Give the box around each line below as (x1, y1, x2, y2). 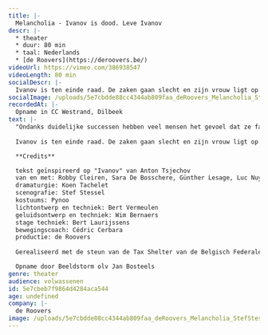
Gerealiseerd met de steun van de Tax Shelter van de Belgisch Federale (15, 248, 262, 256)
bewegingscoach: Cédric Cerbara (15, 226, 124, 234)
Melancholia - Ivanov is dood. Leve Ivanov (15, 19, 162, 27)
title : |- (8, 11, 41, 20)
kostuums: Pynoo (15, 196, 69, 204)
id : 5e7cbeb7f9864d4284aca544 (8, 285, 109, 293)
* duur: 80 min (15, 41, 66, 49)
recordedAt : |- (8, 100, 59, 108)
